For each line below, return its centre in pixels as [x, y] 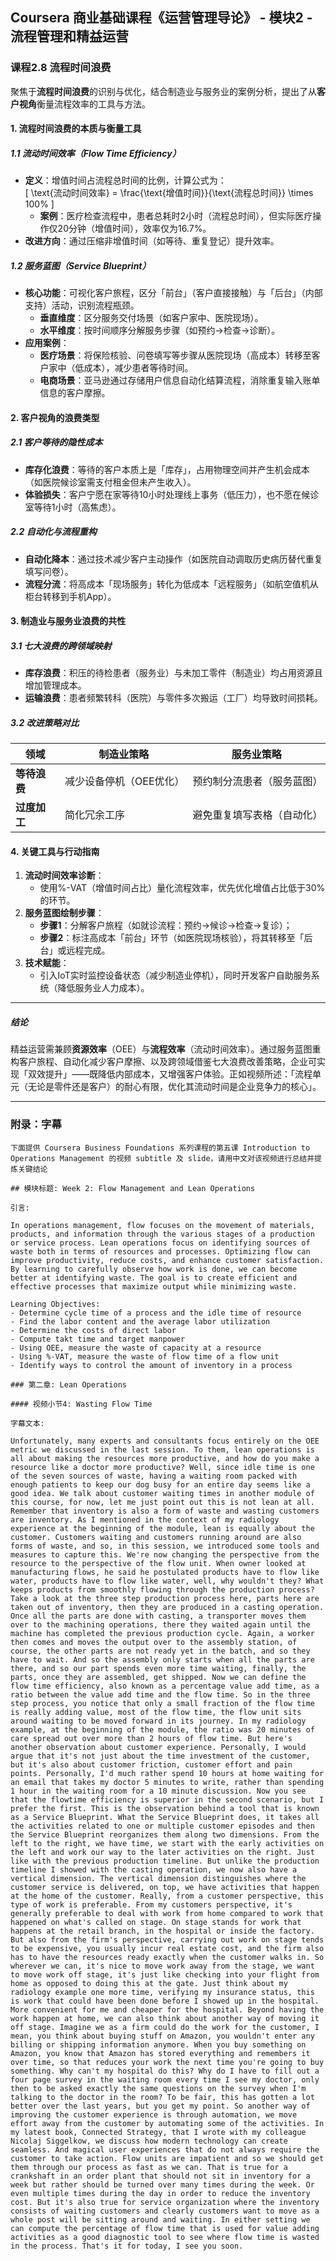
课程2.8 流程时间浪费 [61, 68]
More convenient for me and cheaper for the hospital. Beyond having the [167, 2009]
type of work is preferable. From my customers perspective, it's [151, 1904]
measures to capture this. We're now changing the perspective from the [165, 1554]
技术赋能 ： [47, 963]
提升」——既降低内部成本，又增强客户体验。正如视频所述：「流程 [178, 1074]
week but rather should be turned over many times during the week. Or [162, 2184]
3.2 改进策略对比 [45, 722]
